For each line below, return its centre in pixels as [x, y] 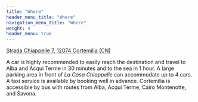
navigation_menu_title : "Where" [46, 23]
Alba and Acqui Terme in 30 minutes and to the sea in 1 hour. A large [90, 68]
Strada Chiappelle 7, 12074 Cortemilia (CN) [58, 50]
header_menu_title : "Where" [41, 17]
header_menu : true [29, 34]
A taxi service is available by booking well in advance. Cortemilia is [88, 81]
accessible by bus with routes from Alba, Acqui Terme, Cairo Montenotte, [96, 87]
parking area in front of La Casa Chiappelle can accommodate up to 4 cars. [99, 75]
